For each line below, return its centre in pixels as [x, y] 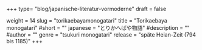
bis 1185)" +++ [24, 41]
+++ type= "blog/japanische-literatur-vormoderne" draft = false [86, 9]
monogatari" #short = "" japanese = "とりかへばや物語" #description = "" [98, 28]
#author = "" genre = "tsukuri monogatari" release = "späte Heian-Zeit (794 [101, 35]
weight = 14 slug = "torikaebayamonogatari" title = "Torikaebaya [87, 20]
